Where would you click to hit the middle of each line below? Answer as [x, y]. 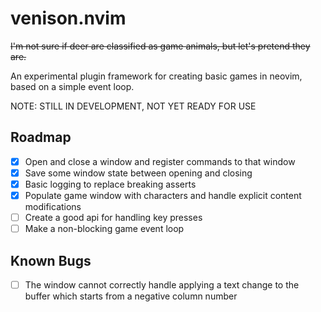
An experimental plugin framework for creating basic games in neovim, [156, 76]
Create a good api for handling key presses [113, 217]
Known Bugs [51, 260]
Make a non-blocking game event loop [104, 229]
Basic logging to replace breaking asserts [110, 184]
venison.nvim [68, 18]
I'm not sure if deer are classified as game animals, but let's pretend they [160, 46]
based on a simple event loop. [72, 86]
